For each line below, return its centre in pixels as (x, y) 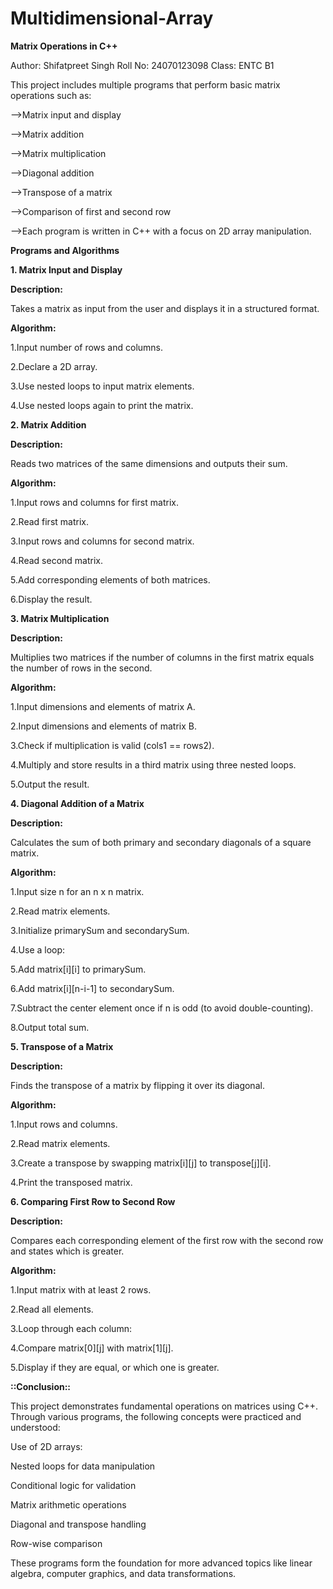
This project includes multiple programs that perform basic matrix (145, 84)
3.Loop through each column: (71, 1328)
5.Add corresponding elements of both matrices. (110, 579)
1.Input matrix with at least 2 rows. (81, 1289)
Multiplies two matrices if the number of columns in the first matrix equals (162, 657)
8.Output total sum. (50, 1027)
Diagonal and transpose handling (78, 1524)
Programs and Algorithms (65, 250)
